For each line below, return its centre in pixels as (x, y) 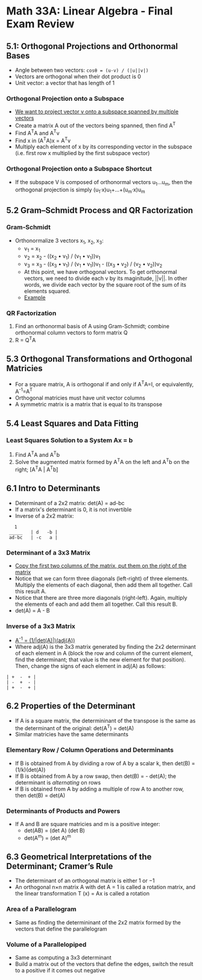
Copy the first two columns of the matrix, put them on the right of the (101, 565)
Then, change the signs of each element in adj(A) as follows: (90, 666)
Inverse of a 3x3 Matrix (41, 626)
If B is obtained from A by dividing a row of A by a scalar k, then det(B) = (105, 763)
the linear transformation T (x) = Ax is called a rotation (82, 894)
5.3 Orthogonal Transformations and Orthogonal (99, 359)
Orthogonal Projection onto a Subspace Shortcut (79, 169)
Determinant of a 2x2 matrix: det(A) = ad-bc (70, 503)
